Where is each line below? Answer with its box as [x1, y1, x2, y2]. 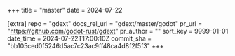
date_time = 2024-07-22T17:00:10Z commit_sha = [7, 34, 152, 43]
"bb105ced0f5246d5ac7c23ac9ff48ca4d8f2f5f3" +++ [7, 42, 164, 50]
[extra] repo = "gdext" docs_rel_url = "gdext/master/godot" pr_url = [7, 20, 202, 27]
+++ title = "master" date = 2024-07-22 [7, 6, 123, 14]
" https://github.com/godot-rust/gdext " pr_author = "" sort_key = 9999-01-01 [7, 27, 229, 35]
